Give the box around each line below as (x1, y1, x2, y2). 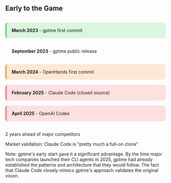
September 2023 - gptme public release (12, 48, 97, 54)
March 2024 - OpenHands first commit (12, 69, 94, 75)
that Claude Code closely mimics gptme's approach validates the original (5, 167, 159, 173)
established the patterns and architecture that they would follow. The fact (5, 162, 159, 168)
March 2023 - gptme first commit (12, 28, 82, 34)
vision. (5, 173, 19, 179)
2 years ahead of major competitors (5, 131, 80, 138)
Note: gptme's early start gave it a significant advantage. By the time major (5, 151, 162, 157)
